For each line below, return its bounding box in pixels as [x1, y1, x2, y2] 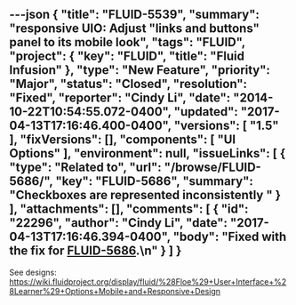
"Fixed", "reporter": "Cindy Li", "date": [9, 91, 231, 106]
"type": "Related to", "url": [9, 160, 162, 175]
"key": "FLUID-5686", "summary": [55, 173, 253, 189]
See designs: [9, 267, 58, 277]
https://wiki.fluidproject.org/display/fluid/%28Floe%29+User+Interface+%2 [9, 276, 287, 287]
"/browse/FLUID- [164, 160, 262, 175]
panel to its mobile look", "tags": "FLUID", [9, 35, 246, 50]
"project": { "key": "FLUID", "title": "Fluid [9, 49, 244, 64]
